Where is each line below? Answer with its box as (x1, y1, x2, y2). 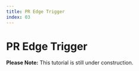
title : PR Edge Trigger (6, 8, 65, 15)
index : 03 (6, 14, 31, 20)
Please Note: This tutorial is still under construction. (6, 59, 134, 66)
